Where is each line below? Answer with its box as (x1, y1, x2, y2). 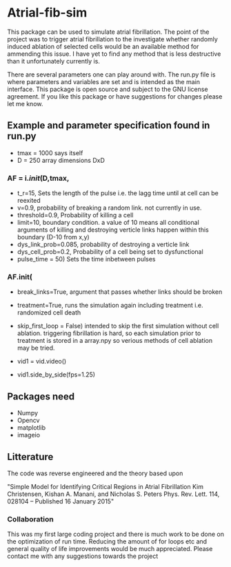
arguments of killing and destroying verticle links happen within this (17, 226, 209, 234)
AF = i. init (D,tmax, (7, 173, 70, 183)
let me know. (7, 99, 43, 108)
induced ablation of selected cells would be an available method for (7, 42, 199, 50)
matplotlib (17, 424, 46, 432)
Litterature (7, 450, 54, 463)
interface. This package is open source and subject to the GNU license (7, 85, 208, 93)
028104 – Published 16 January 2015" (7, 497, 114, 505)
